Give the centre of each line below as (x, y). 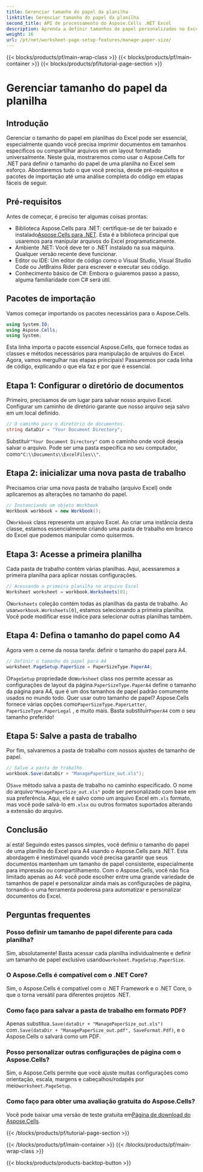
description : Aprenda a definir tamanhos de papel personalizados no (96, 29)
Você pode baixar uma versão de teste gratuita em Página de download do (98, 1114)
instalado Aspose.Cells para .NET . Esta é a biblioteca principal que (97, 234)
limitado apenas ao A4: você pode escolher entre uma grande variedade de (100, 877)
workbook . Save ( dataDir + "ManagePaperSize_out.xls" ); (76, 774)
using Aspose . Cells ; (32, 330)
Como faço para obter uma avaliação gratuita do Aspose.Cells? (101, 1101)
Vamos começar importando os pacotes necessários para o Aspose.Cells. (98, 313)
